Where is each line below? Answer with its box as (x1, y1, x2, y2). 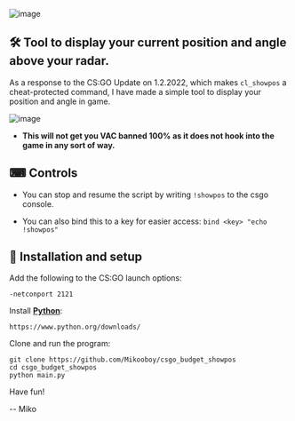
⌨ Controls (9, 165, 78, 181)
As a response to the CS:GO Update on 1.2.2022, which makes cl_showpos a (9, 76, 287, 88)
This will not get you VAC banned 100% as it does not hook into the (21, 130, 275, 141)
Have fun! (9, 386, 45, 397)
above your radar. (9, 53, 109, 68)
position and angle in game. (9, 96, 111, 107)
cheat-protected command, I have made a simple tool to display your (9, 86, 262, 97)
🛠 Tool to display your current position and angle (9, 36, 287, 51)
